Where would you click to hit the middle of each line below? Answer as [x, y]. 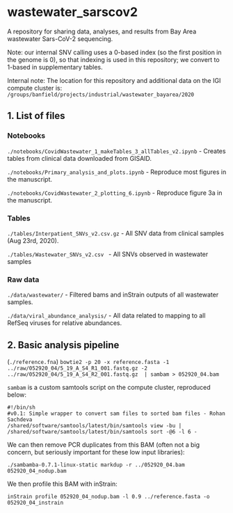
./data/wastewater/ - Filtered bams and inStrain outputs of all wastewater [113, 295]
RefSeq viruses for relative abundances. [65, 323]
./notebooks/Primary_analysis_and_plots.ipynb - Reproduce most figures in [117, 172]
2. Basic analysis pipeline [63, 345]
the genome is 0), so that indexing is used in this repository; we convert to [114, 59]
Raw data [23, 279]
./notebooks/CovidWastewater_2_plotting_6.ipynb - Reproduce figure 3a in [115, 193]
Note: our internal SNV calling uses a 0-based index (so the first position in [114, 52]
